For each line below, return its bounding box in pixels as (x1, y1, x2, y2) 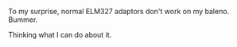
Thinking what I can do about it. (8, 31, 112, 39)
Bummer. (8, 15, 38, 24)
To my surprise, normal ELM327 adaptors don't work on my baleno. (8, 7, 230, 16)
